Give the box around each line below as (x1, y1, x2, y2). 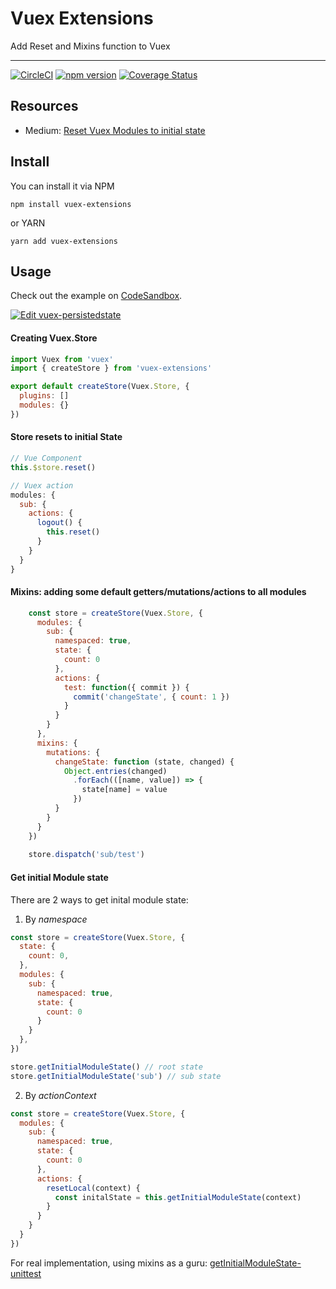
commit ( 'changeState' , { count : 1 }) (73, 692, 230, 702)
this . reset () (46, 527, 101, 537)
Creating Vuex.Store (10, 332, 98, 344)
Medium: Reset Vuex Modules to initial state (24, 124, 206, 136)
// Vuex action (10, 480, 74, 491)
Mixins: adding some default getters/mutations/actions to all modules (10, 586, 307, 598)
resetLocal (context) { (46, 1183, 141, 1193)
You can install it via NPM (10, 180, 115, 192)
